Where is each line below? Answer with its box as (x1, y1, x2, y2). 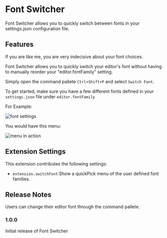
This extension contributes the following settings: (5, 160, 107, 167)
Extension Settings (5, 147, 66, 156)
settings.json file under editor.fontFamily (5, 93, 96, 99)
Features (5, 40, 34, 49)
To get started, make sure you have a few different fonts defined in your (5, 88, 154, 94)
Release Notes (5, 190, 52, 199)
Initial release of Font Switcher (5, 228, 68, 234)
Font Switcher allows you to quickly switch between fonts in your (5, 20, 140, 26)
